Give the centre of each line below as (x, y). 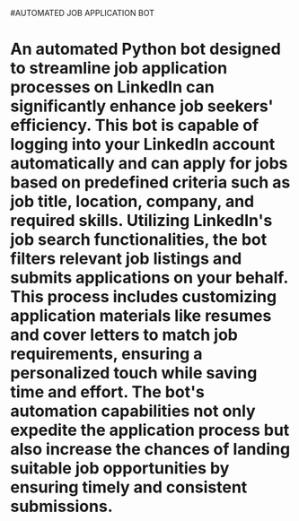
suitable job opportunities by (120, 469)
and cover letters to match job (124, 335)
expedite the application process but (150, 430)
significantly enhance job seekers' (142, 106)
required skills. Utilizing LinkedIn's (141, 221)
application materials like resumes (141, 316)
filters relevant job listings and (126, 259)
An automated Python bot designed (145, 49)
